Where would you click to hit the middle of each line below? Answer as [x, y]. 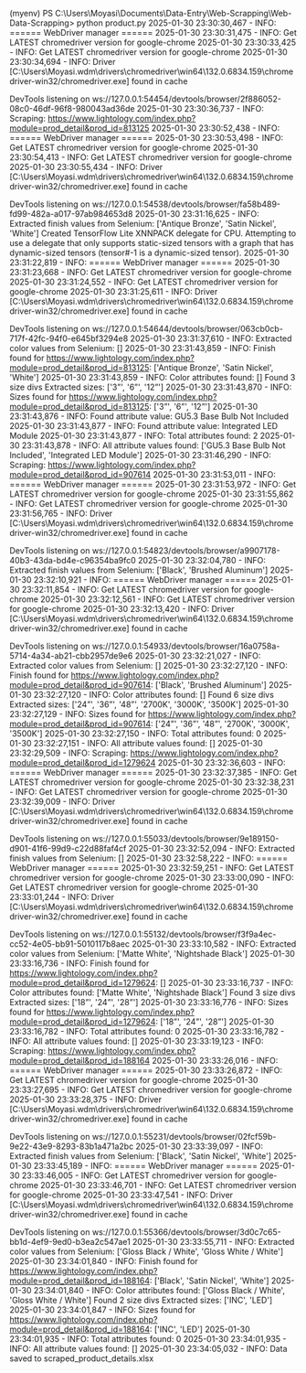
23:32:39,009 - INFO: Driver [63, 801]
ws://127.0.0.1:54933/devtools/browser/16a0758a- [186, 646]
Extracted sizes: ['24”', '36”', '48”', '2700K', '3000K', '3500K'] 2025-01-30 [149, 704]
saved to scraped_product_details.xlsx [82, 1358]
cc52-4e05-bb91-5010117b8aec [70, 944]
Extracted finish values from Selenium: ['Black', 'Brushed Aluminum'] [139, 570]
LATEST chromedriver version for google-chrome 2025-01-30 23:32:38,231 [152, 782]
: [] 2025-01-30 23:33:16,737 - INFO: [224, 983]
